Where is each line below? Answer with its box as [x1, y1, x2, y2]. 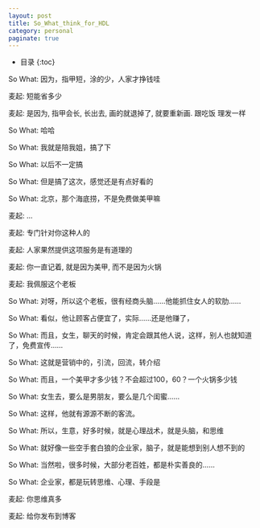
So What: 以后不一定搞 [8, 160, 83, 170]
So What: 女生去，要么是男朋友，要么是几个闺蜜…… [8, 391, 180, 402]
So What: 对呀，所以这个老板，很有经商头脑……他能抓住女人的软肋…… [8, 297, 241, 306]
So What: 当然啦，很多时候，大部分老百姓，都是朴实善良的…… [8, 460, 215, 470]
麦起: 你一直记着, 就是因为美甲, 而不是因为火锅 [8, 262, 162, 272]
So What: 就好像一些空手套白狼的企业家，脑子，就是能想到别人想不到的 [8, 443, 246, 452]
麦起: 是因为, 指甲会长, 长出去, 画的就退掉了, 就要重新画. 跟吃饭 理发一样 [8, 108, 246, 118]
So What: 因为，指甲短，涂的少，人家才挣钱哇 [8, 74, 161, 84]
